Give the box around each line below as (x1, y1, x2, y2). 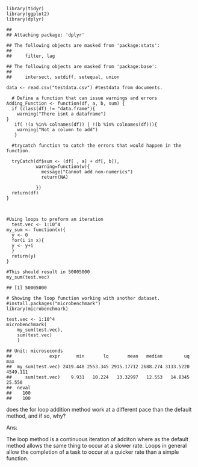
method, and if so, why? (6, 412, 66, 419)
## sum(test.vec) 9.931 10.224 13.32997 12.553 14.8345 (6, 374, 190, 380)
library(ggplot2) (6, 11, 50, 17)
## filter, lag (6, 53, 55, 59)
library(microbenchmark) (6, 306, 69, 312)
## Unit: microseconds (6, 348, 63, 354)
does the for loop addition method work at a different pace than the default (6, 406, 192, 413)
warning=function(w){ (36, 164, 90, 170)
